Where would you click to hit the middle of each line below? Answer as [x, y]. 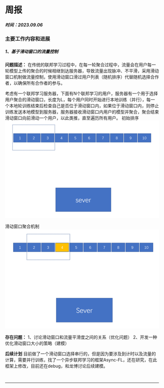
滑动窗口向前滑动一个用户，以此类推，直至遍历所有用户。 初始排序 [72, 118]
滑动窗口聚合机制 [22, 226]
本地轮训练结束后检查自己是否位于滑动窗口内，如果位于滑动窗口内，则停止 [84, 106]
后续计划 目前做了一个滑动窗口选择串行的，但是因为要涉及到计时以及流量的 [81, 354]
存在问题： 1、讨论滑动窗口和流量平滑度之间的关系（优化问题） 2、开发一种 [81, 337]
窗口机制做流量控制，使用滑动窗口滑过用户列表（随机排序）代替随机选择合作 [82, 77]
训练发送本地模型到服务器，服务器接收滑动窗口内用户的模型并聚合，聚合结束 [82, 112]
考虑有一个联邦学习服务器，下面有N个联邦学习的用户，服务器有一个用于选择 [82, 94]
